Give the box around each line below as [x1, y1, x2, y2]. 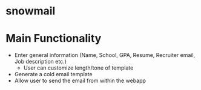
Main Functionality [5, 32, 102, 46]
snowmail [5, 4, 56, 18]
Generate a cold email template [14, 71, 93, 78]
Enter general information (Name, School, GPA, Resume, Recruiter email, [14, 52, 196, 59]
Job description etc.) [14, 58, 67, 65]
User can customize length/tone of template [23, 64, 134, 71]
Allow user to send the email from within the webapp [14, 77, 147, 85]
